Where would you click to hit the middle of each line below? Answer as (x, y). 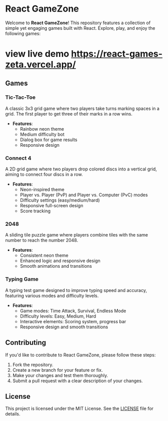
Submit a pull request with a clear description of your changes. (78, 381)
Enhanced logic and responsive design (60, 261)
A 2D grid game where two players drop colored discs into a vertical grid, (81, 169)
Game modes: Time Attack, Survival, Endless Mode (73, 311)
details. (13, 414)
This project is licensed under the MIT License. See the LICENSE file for (79, 408)
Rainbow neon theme (42, 129)
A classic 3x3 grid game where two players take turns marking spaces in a (82, 108)
